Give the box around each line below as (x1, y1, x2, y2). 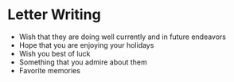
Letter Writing (7, 6, 101, 24)
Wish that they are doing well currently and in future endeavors (18, 32, 227, 41)
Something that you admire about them (18, 57, 148, 67)
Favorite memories (18, 65, 81, 75)
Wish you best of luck (18, 49, 91, 58)
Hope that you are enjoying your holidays (18, 40, 154, 49)
